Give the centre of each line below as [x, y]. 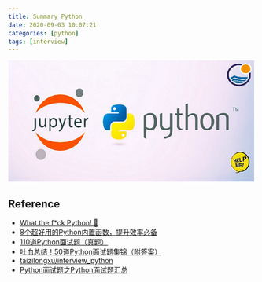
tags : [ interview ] [38, 42]
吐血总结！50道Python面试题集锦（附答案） [90, 251]
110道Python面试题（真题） [64, 242]
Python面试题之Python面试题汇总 [74, 269]
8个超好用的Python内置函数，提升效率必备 [88, 232]
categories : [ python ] [44, 33]
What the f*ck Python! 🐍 [59, 222]
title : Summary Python [45, 16]
